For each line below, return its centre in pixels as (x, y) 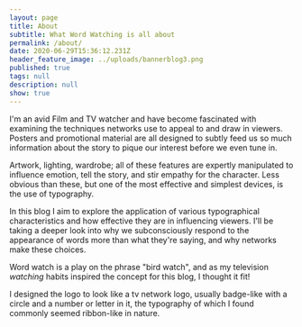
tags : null (30, 77)
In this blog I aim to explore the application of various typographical (134, 211)
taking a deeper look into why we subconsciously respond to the (129, 230)
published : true (40, 68)
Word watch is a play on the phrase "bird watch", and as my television (139, 267)
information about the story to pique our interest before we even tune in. (143, 147)
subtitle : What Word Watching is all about (92, 34)
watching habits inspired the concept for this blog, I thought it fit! (130, 277)
